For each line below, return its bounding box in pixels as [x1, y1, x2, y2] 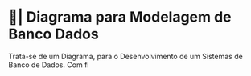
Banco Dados [8, 25, 99, 43]
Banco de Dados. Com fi [8, 60, 89, 70]
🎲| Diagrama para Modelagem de [8, 8, 232, 26]
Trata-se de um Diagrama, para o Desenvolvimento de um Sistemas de [8, 51, 243, 61]
